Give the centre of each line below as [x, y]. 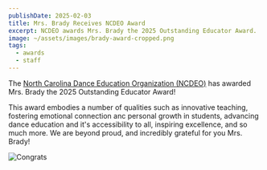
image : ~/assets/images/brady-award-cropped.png [91, 38]
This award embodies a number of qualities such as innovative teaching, [128, 107]
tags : [17, 46]
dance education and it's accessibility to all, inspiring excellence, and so [128, 124]
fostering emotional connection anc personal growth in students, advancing [133, 115]
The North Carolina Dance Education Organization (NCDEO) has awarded [130, 83]
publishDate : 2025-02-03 [50, 16]
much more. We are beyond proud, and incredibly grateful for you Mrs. [125, 132]
